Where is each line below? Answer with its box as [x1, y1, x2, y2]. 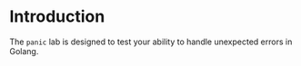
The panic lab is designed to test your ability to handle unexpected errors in [9, 36, 293, 47]
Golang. [9, 45, 39, 56]
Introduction [9, 6, 105, 27]
